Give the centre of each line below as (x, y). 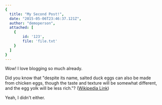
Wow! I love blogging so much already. (44, 69)
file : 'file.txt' (40, 41)
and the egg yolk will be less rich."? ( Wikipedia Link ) (57, 88)
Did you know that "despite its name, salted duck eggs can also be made (78, 78)
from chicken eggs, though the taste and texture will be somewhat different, (81, 83)
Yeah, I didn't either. (25, 98)
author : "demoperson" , (32, 23)
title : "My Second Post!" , (37, 14)
